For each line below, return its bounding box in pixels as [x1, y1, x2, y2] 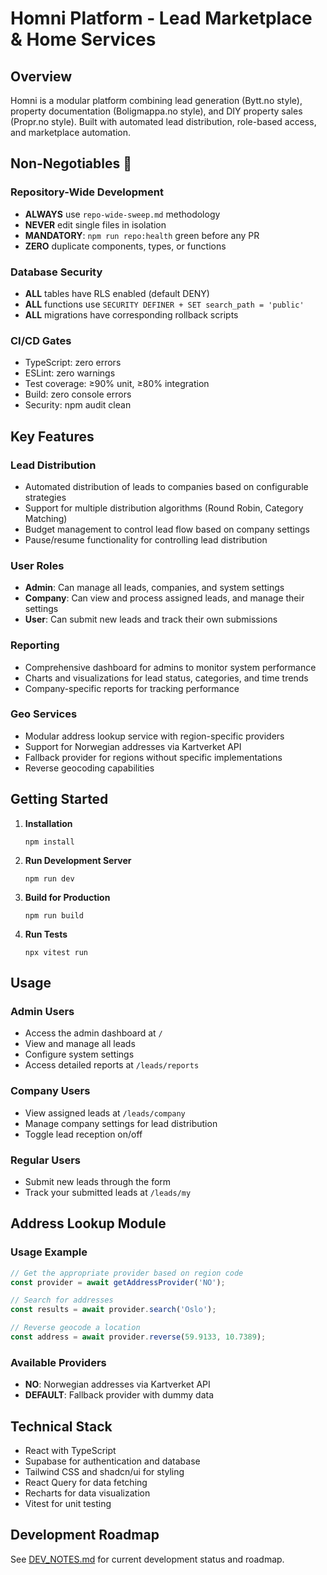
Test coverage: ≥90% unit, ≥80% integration [24, 378, 210, 390]
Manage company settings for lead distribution [24, 1117, 218, 1129]
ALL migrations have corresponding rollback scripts [24, 308, 239, 321]
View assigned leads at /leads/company [24, 1107, 186, 1119]
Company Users [10, 1084, 91, 1098]
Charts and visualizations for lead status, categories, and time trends [24, 672, 309, 684]
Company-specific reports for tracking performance [24, 682, 240, 694]
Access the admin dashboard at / [24, 1027, 163, 1039]
